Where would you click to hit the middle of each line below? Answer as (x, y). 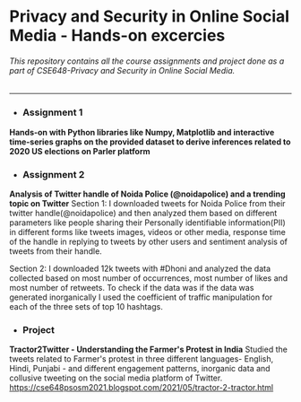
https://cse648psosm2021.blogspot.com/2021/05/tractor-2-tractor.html (142, 388)
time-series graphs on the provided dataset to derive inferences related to (150, 142)
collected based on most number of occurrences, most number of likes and (149, 278)
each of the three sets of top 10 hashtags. (86, 306)
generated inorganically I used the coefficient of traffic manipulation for (141, 297)
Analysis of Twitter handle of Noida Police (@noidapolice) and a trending (147, 194)
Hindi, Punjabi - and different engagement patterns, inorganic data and (140, 369)
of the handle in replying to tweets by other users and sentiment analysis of (149, 241)
